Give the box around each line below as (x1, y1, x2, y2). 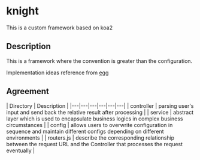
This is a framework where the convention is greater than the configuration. (6, 57, 193, 64)
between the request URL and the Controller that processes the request (6, 140, 183, 147)
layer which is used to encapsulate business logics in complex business (6, 115, 184, 122)
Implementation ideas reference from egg (6, 69, 109, 76)
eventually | (6, 147, 35, 154)
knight (6, 4, 39, 18)
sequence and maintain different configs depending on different (6, 128, 164, 135)
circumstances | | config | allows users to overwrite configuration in (6, 121, 173, 128)
